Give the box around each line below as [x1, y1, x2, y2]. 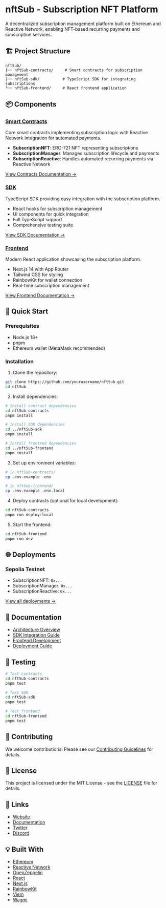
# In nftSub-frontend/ [5, 483, 54, 489]
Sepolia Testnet [5, 565, 45, 573]
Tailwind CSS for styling [12, 271, 63, 278]
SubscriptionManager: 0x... [12, 583, 73, 589]
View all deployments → [5, 598, 56, 604]
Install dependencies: [12, 393, 58, 399]
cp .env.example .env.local [5, 488, 65, 494]
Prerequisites [5, 323, 39, 330]
